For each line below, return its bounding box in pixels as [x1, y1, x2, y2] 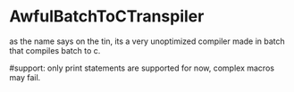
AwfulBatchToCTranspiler [9, 6, 205, 27]
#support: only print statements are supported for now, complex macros [9, 63, 275, 73]
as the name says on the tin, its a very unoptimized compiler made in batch [9, 36, 286, 46]
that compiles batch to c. [9, 45, 101, 55]
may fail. [9, 71, 41, 82]
